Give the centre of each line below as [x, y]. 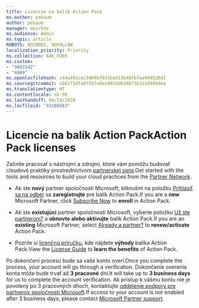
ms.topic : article [29, 39]
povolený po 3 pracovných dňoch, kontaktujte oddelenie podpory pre [91, 286]
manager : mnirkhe [28, 28]
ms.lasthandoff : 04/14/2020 [41, 100]
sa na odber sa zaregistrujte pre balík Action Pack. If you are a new [97, 194]
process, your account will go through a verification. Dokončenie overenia [97, 267]
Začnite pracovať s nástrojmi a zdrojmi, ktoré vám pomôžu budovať [88, 164]
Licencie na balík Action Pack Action [97, 135]
